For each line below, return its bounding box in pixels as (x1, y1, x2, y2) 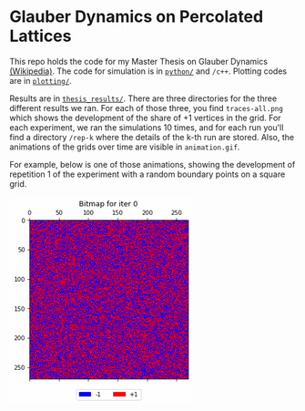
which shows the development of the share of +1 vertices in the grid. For (9, 112, 281, 123)
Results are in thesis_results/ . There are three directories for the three (9, 93, 278, 104)
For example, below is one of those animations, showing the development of (9, 159, 296, 170)
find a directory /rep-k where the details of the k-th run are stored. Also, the (9, 131, 294, 142)
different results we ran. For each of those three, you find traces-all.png (9, 102, 284, 113)
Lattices (9, 26, 72, 46)
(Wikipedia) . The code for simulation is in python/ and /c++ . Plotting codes (9, 66, 288, 77)
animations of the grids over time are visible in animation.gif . (9, 141, 240, 152)
